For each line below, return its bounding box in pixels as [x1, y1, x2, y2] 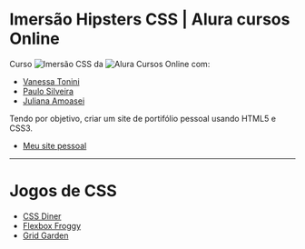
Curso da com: [9, 58, 211, 69]
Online [9, 28, 61, 49]
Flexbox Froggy [22, 220, 82, 231]
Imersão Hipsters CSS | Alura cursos [9, 9, 290, 30]
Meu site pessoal [22, 140, 87, 151]
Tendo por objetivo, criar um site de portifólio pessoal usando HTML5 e [9, 113, 277, 124]
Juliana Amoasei [22, 95, 85, 106]
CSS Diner [22, 210, 62, 222]
